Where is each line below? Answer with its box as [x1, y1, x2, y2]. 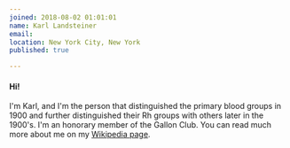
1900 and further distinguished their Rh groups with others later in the [9, 110, 264, 121]
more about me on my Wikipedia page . [9, 129, 151, 140]
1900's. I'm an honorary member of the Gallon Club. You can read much [9, 120, 272, 130]
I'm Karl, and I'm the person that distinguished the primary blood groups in [9, 101, 282, 112]
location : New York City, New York [9, 37, 141, 47]
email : [9, 29, 34, 38]
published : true [9, 46, 69, 55]
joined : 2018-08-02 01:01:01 [9, 12, 117, 22]
